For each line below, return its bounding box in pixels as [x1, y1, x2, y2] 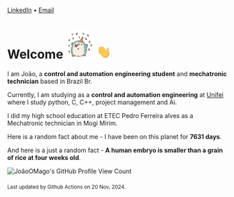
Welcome [7, 47, 64, 62]
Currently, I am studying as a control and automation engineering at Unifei [7, 90, 224, 98]
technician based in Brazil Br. [7, 77, 93, 85]
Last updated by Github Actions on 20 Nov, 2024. [7, 183, 126, 191]
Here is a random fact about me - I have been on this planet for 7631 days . [7, 132, 222, 140]
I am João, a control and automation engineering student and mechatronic [7, 69, 227, 78]
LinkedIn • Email [7, 6, 54, 14]
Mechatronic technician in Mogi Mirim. [7, 119, 118, 127]
